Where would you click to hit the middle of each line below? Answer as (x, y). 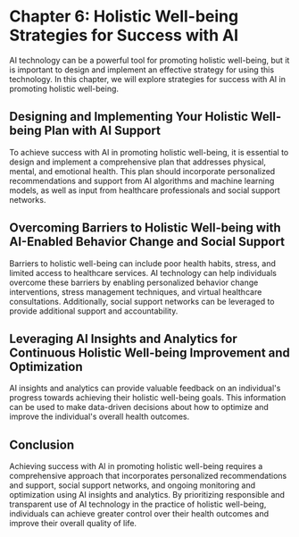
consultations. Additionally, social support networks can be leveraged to (142, 301)
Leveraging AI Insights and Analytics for (124, 338)
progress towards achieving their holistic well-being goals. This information (148, 398)
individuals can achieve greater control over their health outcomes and (139, 514)
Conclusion (42, 445)
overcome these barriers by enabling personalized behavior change (134, 282)
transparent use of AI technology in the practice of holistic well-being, (138, 504)
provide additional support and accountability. (94, 311)
